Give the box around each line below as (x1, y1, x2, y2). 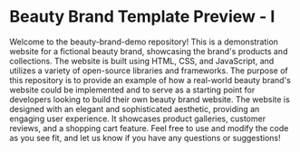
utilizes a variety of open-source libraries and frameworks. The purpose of (9, 65, 288, 76)
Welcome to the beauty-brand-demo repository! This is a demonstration (9, 36, 279, 47)
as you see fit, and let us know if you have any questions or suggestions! (9, 132, 281, 143)
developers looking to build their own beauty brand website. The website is (9, 93, 290, 105)
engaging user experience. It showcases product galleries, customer (9, 113, 266, 124)
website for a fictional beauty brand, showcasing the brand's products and (9, 45, 288, 56)
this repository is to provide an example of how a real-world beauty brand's (9, 74, 292, 85)
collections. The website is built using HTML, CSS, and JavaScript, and (9, 55, 275, 66)
